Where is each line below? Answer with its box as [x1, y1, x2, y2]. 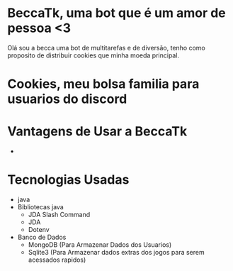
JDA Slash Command [28, 211, 91, 219]
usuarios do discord [7, 91, 127, 107]
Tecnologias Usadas [7, 172, 130, 188]
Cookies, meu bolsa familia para [7, 76, 200, 92]
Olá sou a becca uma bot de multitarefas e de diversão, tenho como [7, 43, 205, 52]
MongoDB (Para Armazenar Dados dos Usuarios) [28, 240, 172, 249]
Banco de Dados [17, 233, 67, 241]
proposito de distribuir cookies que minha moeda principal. [7, 51, 179, 60]
